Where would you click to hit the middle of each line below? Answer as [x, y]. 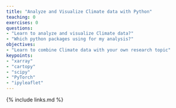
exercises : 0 [22, 22]
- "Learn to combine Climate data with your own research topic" [88, 50]
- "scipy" [18, 72]
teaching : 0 [21, 17]
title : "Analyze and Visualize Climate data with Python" [79, 12]
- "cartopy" [21, 66]
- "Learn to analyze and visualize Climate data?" [70, 34]
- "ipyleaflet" [25, 83]
